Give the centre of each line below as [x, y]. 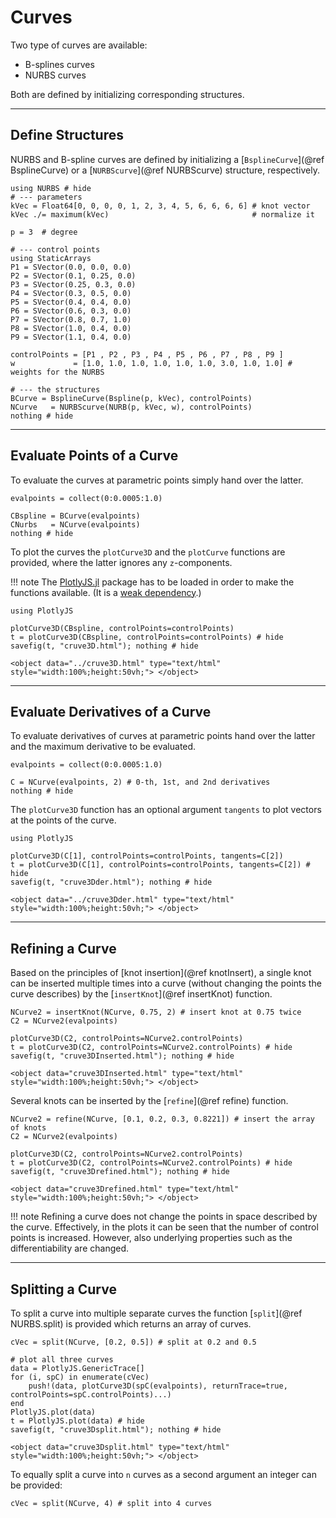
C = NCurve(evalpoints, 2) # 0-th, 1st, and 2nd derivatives [140, 782]
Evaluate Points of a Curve [94, 456]
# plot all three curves [62, 1360]
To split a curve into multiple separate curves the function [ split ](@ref [156, 1313]
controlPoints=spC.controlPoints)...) [91, 1395]
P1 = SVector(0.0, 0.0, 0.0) [71, 267]
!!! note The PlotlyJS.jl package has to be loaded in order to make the [152, 582]
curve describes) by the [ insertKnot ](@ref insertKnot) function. [141, 994]
